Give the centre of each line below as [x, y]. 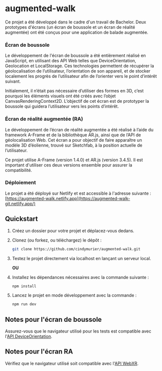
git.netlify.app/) [20, 204]
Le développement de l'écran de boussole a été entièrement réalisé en [76, 56]
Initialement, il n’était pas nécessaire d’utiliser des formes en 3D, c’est [74, 91]
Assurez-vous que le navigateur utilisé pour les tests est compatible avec [78, 331]
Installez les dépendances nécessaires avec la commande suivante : [80, 277]
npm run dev [24, 304]
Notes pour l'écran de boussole [53, 319]
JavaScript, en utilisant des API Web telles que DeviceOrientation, [71, 61]
